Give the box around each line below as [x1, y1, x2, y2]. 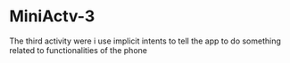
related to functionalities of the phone [9, 44, 147, 55]
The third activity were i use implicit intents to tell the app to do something [9, 35, 281, 46]
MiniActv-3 [9, 6, 95, 27]
